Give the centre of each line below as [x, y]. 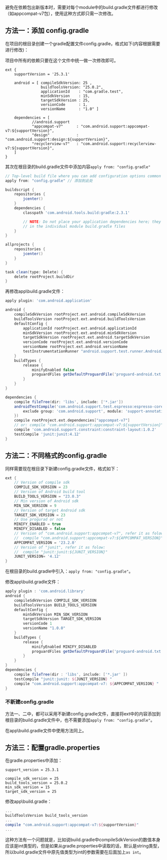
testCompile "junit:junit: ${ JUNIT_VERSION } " [63, 679]
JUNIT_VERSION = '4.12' [38, 557]
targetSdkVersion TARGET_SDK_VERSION [62, 619]
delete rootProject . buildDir [44, 277]
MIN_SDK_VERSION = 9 [35, 506]
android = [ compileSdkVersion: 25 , [53, 83]
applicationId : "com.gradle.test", [82, 91]
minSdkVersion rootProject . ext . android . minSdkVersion [80, 333]
